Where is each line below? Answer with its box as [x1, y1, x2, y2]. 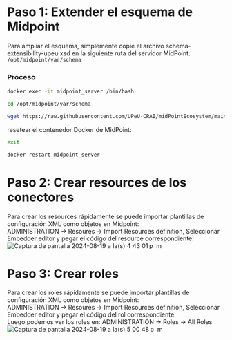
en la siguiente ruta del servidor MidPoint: [71, 49, 191, 57]
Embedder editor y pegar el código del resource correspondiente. [7, 234, 195, 243]
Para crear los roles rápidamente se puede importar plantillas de [7, 288, 190, 297]
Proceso [7, 72, 36, 82]
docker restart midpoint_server [7, 151, 100, 158]
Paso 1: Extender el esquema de [7, 4, 193, 20]
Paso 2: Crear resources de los [7, 174, 187, 190]
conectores [7, 189, 75, 205]
